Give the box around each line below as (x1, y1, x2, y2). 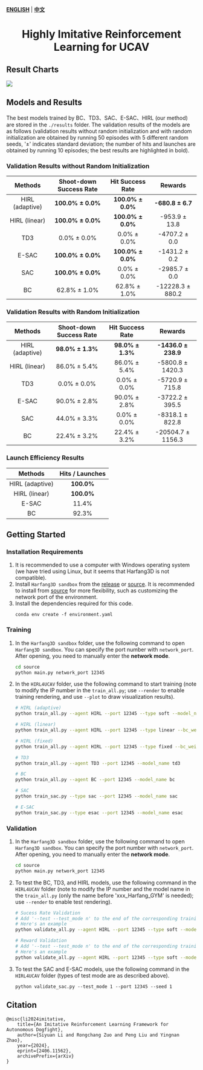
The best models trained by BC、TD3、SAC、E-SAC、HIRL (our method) (6, 114, 188, 122)
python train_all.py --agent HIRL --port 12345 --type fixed (14, 744, 173, 750)
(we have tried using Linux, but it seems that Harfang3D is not (14, 568, 170, 575)
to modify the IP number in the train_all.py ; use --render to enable (14, 687, 185, 694)
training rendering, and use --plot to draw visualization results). (14, 693, 175, 701)
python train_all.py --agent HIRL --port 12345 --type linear (14, 727, 175, 733)
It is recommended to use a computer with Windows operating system (14, 562, 190, 569)
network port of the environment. (14, 594, 98, 601)
